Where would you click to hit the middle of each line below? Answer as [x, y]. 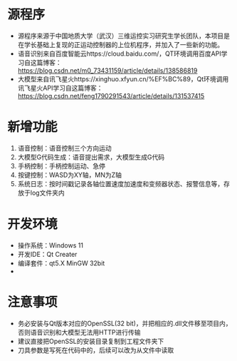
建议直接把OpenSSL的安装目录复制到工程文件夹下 [91, 341]
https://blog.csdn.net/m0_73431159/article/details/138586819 [107, 70]
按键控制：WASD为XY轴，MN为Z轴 [70, 175]
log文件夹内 [48, 193]
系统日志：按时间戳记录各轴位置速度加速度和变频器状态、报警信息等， [121, 183]
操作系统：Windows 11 [51, 245]
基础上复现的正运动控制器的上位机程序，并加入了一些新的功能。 [130, 44]
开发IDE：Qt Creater [47, 254]
